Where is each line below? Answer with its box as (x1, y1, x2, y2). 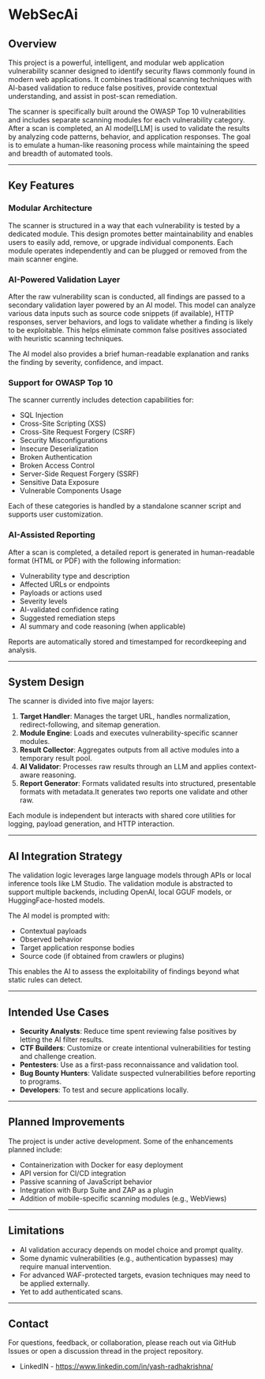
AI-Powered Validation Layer (8, 274, 121, 285)
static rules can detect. (8, 975, 83, 985)
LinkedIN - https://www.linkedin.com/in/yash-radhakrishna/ (19, 1362, 214, 1371)
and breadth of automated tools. (8, 148, 113, 158)
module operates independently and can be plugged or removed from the (8, 246, 248, 255)
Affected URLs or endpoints (19, 579, 110, 589)
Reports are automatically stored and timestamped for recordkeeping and (8, 637, 247, 646)
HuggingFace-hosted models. (8, 896, 105, 905)
